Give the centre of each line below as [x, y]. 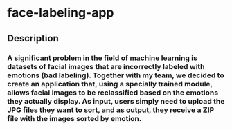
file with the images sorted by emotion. [74, 118]
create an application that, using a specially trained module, [110, 84]
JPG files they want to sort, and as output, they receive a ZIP [111, 110]
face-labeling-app [61, 13]
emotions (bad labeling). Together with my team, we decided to [116, 75]
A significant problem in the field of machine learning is [102, 58]
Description [33, 38]
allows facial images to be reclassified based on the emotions [113, 93]
